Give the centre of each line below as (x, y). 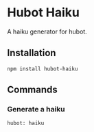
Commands (33, 90)
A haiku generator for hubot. (47, 31)
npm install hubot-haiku (43, 69)
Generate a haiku (36, 109)
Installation (32, 53)
